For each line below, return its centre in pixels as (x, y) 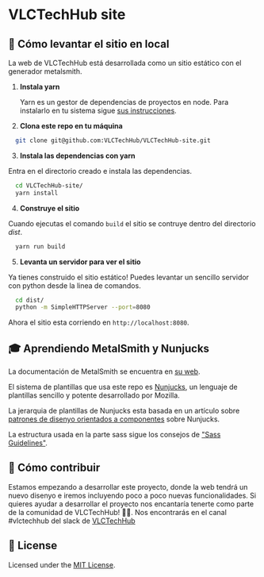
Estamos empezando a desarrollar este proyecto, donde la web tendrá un (128, 487)
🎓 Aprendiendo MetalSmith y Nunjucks (109, 348)
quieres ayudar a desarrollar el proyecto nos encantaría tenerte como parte (131, 504)
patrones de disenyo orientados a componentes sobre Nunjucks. (114, 419)
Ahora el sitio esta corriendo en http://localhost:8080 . (99, 322)
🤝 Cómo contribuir (54, 468)
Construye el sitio (50, 208)
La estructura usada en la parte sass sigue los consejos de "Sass (115, 435)
